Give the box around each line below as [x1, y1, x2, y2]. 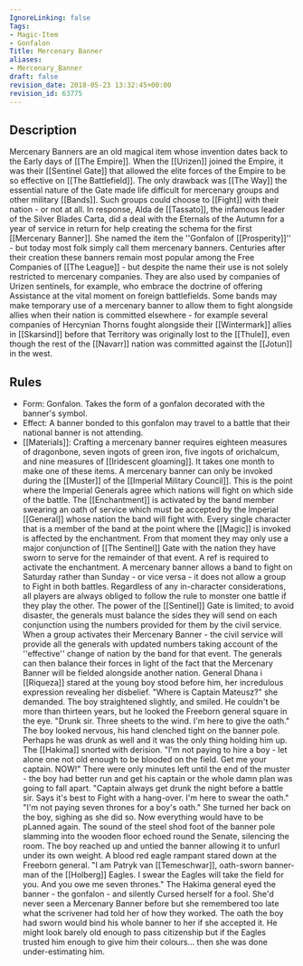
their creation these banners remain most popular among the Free [9, 252, 255, 263]
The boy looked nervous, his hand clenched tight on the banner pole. [22, 725, 280, 736]
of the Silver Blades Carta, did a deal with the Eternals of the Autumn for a [9, 213, 285, 224]
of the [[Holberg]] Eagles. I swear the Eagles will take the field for [41, 869, 285, 880]
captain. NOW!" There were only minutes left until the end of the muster [22, 763, 291, 774]
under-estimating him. [22, 946, 106, 957]
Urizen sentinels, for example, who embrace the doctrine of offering [9, 281, 263, 292]
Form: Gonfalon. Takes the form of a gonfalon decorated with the [22, 399, 265, 410]
